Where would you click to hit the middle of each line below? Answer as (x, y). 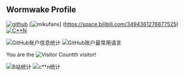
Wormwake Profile (41, 10)
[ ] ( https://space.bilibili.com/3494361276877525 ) (104, 24)
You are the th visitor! (51, 54)
